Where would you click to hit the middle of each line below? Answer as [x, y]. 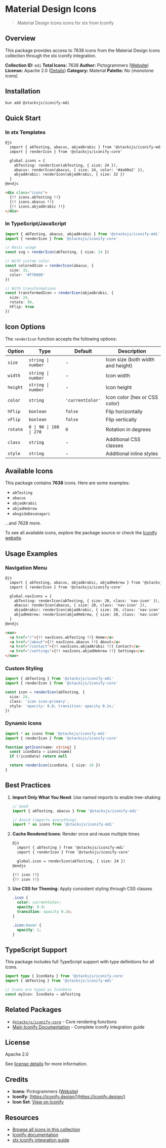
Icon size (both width [130, 359]
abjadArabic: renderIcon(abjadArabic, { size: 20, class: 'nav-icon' [87, 610]
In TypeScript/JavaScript [36, 224]
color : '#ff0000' [27, 275]
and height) [119, 365]
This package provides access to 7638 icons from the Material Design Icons [83, 50]
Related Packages [33, 1010]
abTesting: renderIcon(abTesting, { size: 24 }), [66, 165]
